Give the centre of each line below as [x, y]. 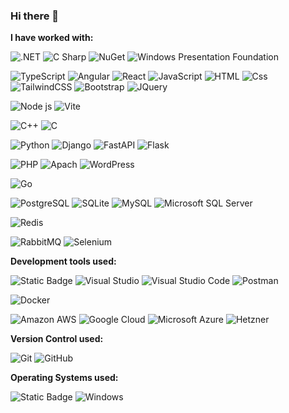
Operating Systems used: [64, 378]
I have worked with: [52, 38]
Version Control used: [57, 339]
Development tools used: [63, 261]
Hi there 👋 [35, 16]
